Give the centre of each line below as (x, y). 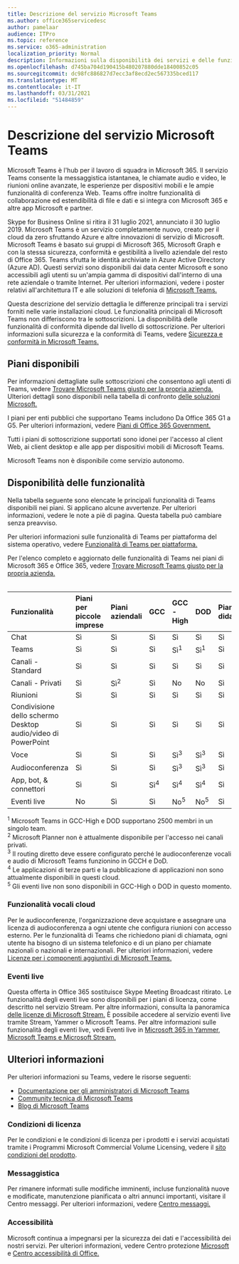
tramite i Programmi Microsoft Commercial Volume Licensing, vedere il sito (117, 1147)
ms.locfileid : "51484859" (46, 100)
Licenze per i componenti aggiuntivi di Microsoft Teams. (90, 958)
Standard (26, 670)
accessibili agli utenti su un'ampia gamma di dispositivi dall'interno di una (115, 274)
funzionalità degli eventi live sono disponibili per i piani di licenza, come (112, 1000)
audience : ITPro (31, 34)
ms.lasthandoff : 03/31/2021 (49, 93)
